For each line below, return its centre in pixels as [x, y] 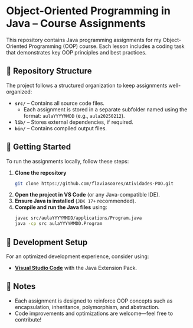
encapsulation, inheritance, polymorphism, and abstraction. [87, 307]
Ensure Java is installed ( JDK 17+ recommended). [75, 201]
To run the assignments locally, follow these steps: [68, 161]
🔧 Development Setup [47, 242]
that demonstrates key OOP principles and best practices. [76, 52]
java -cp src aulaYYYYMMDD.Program [58, 224]
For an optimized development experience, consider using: [78, 256]
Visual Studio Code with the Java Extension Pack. [76, 268]
